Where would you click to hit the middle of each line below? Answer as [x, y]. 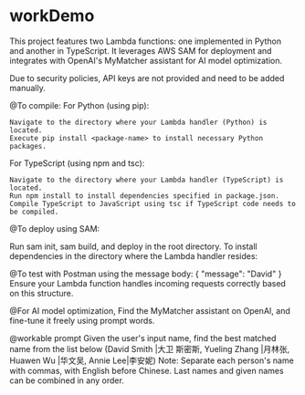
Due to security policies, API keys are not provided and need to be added [147, 78]
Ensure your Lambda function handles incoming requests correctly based [147, 283]
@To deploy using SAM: [55, 228]
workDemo [52, 16]
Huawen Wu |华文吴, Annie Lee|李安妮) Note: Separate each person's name [152, 360]
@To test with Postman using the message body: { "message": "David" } [146, 274]
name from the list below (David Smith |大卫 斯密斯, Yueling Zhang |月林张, [150, 348]
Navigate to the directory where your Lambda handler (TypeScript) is [147, 180]
